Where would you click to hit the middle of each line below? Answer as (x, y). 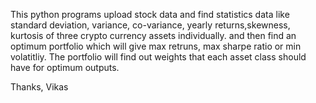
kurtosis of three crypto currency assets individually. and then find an (153, 35)
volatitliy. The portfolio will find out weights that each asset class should (158, 57)
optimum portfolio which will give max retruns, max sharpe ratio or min (156, 46)
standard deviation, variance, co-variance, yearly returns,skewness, (150, 25)
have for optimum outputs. (65, 67)
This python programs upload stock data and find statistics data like (150, 14)
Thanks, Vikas (39, 87)
